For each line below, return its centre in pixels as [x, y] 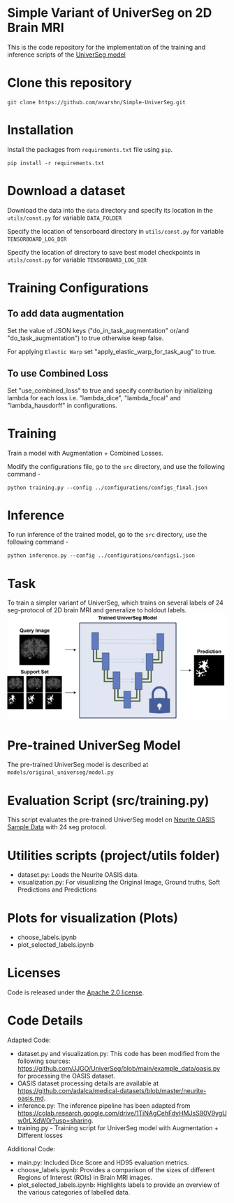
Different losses [40, 1136]
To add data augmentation [66, 314]
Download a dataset [66, 191]
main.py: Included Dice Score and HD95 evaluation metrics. [103, 1162]
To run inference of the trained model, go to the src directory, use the [107, 535]
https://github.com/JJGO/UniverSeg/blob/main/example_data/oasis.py [119, 1069]
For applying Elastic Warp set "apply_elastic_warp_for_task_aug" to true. [112, 351]
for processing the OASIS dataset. [66, 1076]
